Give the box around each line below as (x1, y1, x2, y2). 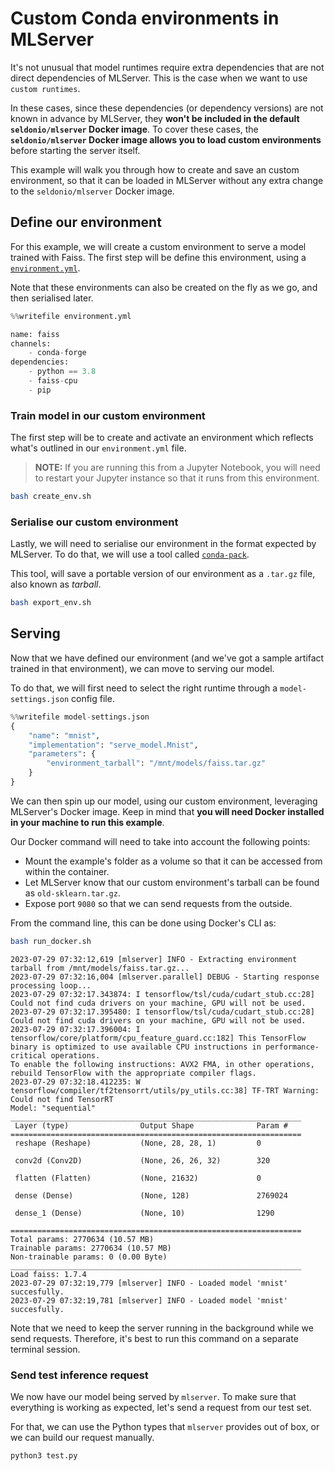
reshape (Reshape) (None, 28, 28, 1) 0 (14, 1138, 262, 1148)
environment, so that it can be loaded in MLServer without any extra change (10, 174, 324, 186)
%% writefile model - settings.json (10, 712, 150, 722)
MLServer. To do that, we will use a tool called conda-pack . (10, 548, 250, 561)
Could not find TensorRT (10, 1094, 114, 1104)
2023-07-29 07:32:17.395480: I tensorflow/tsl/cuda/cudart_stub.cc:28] (10, 1007, 315, 1017)
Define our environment (10, 214, 162, 231)
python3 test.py (10, 1451, 78, 1461)
